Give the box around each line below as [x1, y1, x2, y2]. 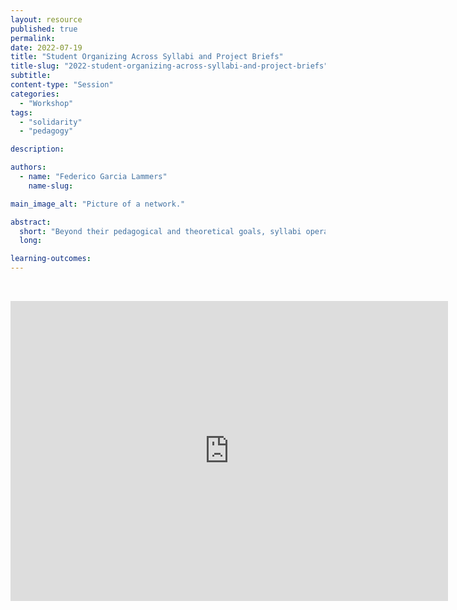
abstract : [10, 217, 52, 227]
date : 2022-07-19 [10, 42, 83, 53]
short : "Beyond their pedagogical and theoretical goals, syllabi [19, 226, 302, 236]
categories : [10, 89, 60, 99]
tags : [10, 107, 33, 118]
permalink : [10, 33, 56, 43]
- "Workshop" [19, 98, 74, 108]
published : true [10, 24, 78, 34]
